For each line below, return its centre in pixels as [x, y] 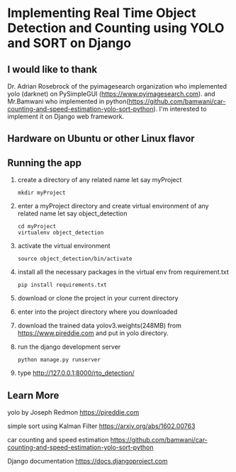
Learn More [33, 395]
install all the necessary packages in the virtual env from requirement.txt [123, 272]
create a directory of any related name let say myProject [100, 180]
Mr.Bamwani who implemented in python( [68, 101]
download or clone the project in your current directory [98, 298]
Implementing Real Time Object [102, 13]
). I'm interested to [180, 109]
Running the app [44, 163]
